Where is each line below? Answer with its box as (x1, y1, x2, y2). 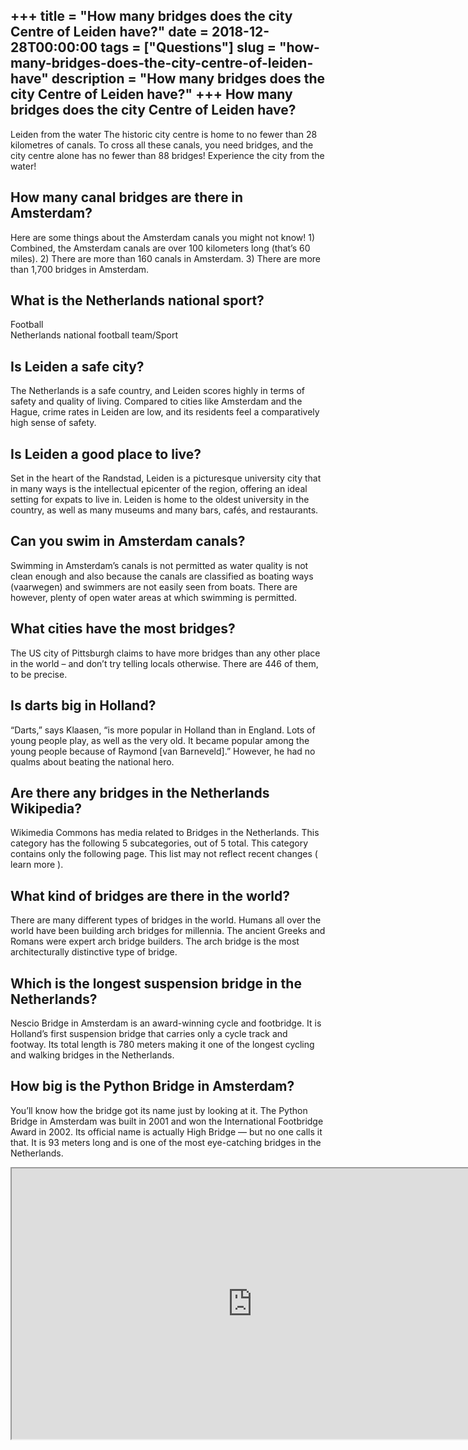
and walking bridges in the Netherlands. (10, 1049, 175, 1061)
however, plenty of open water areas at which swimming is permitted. (10, 591, 298, 603)
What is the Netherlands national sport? (10, 292, 265, 309)
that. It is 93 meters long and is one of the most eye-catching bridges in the (10, 1136, 322, 1148)
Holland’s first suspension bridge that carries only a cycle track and (10, 1027, 288, 1039)
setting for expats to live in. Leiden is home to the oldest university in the (10, 494, 310, 506)
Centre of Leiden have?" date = (10, 24, 209, 41)
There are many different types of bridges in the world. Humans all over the (10, 914, 322, 926)
